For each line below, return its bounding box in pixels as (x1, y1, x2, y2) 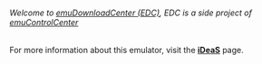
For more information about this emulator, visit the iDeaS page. (9, 45, 244, 56)
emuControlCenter (9, 16, 79, 27)
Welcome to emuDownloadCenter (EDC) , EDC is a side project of (9, 7, 252, 18)
